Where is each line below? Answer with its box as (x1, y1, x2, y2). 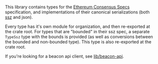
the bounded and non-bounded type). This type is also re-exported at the (5, 39, 152, 45)
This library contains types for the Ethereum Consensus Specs (5, 4, 130, 10)
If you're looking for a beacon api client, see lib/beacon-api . (5, 53, 124, 59)
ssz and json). (5, 14, 33, 20)
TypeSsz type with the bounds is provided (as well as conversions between (5, 34, 153, 39)
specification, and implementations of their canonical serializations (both (5, 9, 150, 15)
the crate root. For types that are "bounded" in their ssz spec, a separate (5, 29, 150, 34)
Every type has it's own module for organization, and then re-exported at (5, 24, 150, 29)
